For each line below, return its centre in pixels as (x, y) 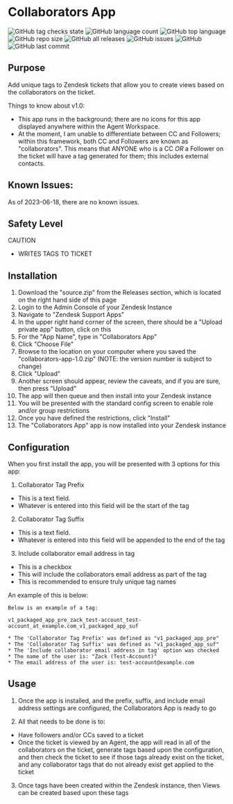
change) (30, 366)
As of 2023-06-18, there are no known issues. (74, 202)
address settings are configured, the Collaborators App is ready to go (117, 708)
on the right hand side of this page (67, 300)
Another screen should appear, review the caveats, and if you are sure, (119, 381)
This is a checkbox (45, 567)
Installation (33, 276)
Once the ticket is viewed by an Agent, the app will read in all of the (114, 742)
